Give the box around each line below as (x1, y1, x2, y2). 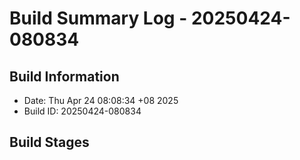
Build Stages (9, 134, 90, 151)
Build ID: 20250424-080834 (23, 105, 142, 117)
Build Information (9, 68, 120, 85)
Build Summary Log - (9, 7, 188, 30)
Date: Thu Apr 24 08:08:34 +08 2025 (23, 95, 179, 106)
